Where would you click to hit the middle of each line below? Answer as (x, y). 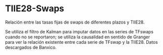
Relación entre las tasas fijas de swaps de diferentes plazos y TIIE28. (75, 22)
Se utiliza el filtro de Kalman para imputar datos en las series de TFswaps (79, 31)
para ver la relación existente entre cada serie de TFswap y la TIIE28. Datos (81, 42)
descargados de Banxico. (31, 47)
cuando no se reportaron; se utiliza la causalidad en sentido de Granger (78, 37)
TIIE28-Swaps (35, 9)
